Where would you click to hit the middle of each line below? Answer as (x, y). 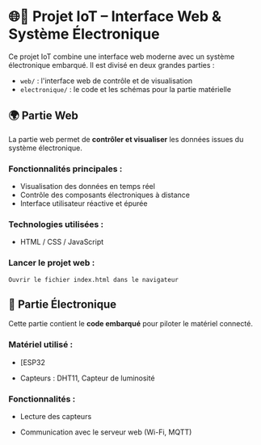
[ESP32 (33, 362)
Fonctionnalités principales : (65, 169)
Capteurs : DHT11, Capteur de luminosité (87, 378)
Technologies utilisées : (56, 224)
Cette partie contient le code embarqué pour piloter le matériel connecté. (130, 324)
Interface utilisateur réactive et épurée (84, 204)
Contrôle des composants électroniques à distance (105, 195)
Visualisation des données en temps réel (88, 187)
